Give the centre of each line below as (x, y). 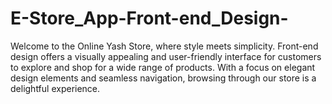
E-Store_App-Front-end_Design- (149, 18)
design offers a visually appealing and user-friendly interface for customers (166, 56)
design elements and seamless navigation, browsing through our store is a (163, 78)
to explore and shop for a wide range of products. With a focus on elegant (163, 67)
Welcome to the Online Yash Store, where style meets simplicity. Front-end (164, 46)
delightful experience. (55, 88)
